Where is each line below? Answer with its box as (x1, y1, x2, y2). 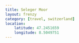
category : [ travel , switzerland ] (5, 16, 75, 21)
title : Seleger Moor (5, 7, 48, 12)
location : (5, 21, 26, 26)
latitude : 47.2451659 (14, 26, 59, 31)
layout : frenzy (5, 12, 37, 17)
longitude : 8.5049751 (14, 30, 59, 35)
